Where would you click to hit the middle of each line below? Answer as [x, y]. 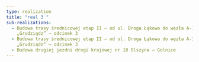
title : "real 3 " [28, 17]
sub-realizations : [29, 22]
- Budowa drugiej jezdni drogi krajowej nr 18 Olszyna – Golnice [94, 50]
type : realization [29, 12]
